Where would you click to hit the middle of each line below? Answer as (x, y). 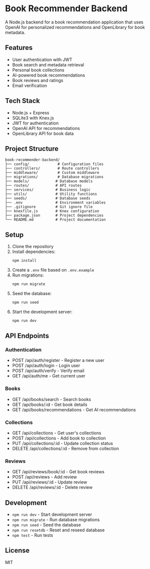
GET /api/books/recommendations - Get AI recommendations (74, 410)
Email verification (30, 85)
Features (19, 48)
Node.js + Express (31, 112)
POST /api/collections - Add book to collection (59, 438)
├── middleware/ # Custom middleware (52, 173)
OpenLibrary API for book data (43, 133)
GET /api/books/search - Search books (52, 399)
